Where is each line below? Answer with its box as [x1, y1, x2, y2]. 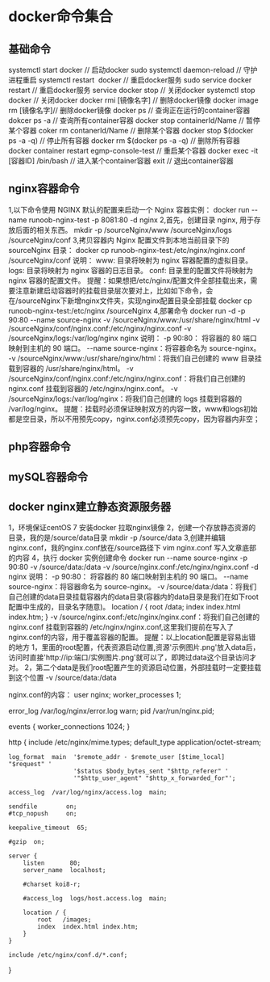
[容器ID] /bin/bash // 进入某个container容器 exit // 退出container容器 [8, 156, 234, 166]
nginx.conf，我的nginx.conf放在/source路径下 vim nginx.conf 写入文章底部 [8, 543, 256, 553]
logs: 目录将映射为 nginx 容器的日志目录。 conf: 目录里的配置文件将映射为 [8, 265, 254, 275]
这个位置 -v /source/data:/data [15, 672, 117, 683]
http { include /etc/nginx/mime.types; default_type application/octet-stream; [8, 737, 262, 748]
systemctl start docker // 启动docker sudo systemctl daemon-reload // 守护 [8, 65, 258, 74]
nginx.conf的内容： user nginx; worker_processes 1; [8, 690, 181, 700]
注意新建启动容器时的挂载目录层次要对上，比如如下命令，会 [15, 285, 214, 295]
